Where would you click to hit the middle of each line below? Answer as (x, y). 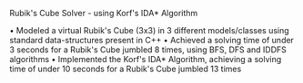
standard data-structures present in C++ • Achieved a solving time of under (151, 40)
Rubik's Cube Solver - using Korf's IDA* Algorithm (104, 13)
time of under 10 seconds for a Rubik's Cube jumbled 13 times (126, 69)
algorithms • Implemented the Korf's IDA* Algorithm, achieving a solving (146, 59)
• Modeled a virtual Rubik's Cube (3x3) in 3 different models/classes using (149, 30)
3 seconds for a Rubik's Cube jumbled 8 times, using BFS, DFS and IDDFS (148, 50)
